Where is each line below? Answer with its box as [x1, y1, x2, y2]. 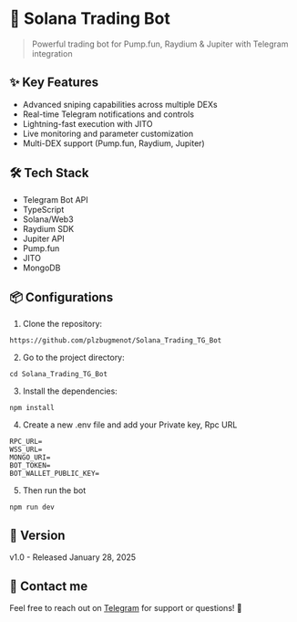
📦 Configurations [9, 290, 114, 305]
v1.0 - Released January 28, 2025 [9, 552, 137, 563]
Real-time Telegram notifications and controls [22, 109, 194, 120]
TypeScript [22, 204, 65, 215]
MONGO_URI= [9, 453, 51, 462]
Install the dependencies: [22, 385, 118, 396]
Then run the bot [22, 485, 87, 496]
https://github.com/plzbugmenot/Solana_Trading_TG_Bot [9, 336, 222, 345]
